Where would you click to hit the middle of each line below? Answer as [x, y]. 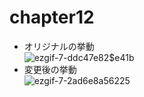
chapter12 [52, 17]
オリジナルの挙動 [59, 46]
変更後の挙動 [50, 69]
